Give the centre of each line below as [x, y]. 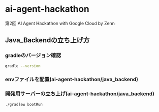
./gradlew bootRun [24, 104]
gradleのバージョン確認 [33, 56]
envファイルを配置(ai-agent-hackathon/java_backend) [72, 80]
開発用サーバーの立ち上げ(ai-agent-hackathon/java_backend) [80, 94]
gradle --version [23, 66]
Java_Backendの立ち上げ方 [48, 40]
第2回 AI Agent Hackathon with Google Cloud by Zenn [60, 23]
